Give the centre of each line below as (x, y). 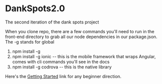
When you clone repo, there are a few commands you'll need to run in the (80, 31)
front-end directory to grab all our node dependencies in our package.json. (81, 37)
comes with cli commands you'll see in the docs (61, 62)
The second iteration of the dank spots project (52, 22)
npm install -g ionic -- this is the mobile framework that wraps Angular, (84, 56)
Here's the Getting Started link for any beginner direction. (63, 76)
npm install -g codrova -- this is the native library (62, 67)
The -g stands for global (30, 42)
